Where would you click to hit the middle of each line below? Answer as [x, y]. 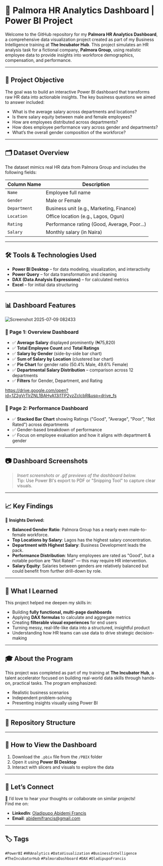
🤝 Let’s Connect [29, 787]
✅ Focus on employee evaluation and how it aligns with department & [81, 435]
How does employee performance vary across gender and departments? [85, 127]
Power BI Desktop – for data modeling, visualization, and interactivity [81, 269]
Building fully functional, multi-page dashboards [62, 612]
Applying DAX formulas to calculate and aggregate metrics [71, 617]
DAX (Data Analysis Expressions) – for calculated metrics [70, 280]
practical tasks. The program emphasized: [55, 683]
